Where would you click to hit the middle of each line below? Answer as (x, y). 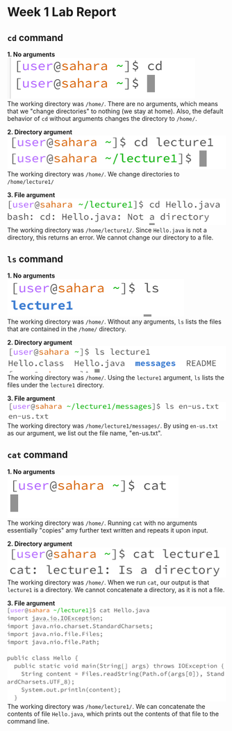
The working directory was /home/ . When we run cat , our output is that (108, 582)
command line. (28, 721)
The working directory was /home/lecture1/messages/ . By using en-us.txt (113, 426)
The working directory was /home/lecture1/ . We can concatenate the (107, 706)
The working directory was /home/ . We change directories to (93, 174)
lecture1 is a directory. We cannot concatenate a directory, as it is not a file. (116, 590)
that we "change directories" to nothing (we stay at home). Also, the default (115, 111)
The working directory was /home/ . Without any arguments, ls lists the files (115, 322)
